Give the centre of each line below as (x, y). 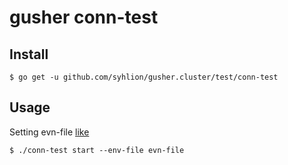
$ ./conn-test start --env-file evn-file (97, 150)
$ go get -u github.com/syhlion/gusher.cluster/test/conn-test (144, 77)
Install (29, 54)
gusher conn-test (84, 17)
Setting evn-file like (49, 132)
